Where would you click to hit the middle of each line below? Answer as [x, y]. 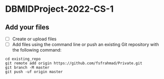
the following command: [37, 50]
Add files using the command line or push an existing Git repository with [85, 45]
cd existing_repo [23, 59]
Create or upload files [34, 39]
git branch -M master [27, 68]
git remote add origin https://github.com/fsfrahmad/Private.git [74, 63]
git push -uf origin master [34, 72]
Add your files [27, 27]
